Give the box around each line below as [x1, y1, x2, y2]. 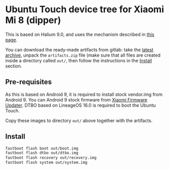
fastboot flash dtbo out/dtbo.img [5, 151, 79, 156]
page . [5, 37, 18, 43]
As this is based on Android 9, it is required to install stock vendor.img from [5, 91, 163, 98]
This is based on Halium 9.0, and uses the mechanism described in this [5, 31, 154, 37]
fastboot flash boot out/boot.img [5, 145, 79, 151]
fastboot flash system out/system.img [5, 160, 88, 165]
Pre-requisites [5, 78, 52, 86]
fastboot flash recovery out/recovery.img [5, 155, 97, 160]
